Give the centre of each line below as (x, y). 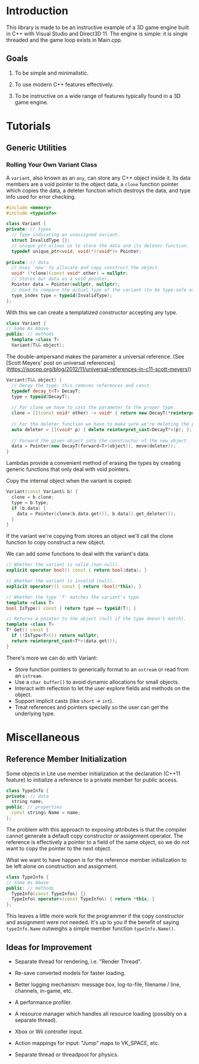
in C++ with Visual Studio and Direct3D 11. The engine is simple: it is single (97, 33)
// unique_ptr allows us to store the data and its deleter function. (100, 246)
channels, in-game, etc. (44, 990)
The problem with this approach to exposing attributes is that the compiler (97, 829)
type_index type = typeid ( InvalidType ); (62, 295)
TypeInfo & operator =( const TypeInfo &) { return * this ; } (83, 899)
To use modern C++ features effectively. (64, 84)
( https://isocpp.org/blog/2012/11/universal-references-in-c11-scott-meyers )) (99, 369)
